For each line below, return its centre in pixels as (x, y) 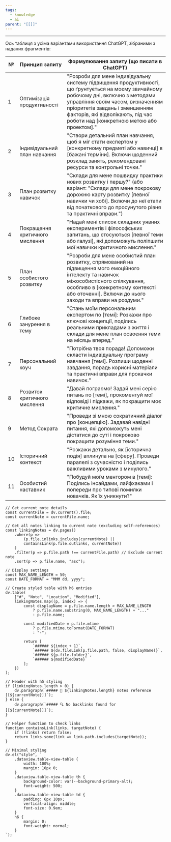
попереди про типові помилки (104, 490)
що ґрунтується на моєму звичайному (115, 89)
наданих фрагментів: (28, 49)
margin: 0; (35, 822)
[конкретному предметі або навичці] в (115, 148)
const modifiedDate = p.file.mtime (61, 624)
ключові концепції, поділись (102, 321)
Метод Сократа (39, 429)
